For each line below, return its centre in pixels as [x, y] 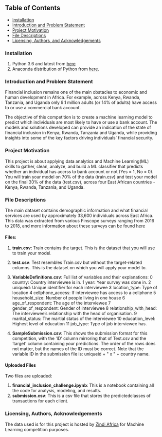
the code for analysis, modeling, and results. [56, 391]
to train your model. [32, 253]
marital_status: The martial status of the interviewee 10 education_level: [84, 318]
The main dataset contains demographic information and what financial [76, 210]
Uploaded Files [21, 365]
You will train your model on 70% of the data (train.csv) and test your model [81, 177]
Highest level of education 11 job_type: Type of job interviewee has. [79, 324]
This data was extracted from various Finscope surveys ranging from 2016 [80, 221]
